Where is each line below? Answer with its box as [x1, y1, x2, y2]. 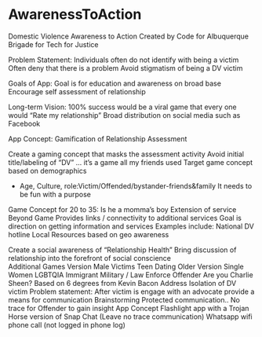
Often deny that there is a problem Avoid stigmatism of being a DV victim [8, 63, 243, 72]
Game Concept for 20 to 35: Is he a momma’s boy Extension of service [8, 204, 237, 214]
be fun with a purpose [19, 189, 92, 199]
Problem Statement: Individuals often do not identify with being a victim [8, 55, 239, 64]
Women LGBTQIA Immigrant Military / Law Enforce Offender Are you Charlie [8, 269, 253, 280]
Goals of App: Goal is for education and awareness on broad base [8, 79, 222, 88]
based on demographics [8, 166, 87, 175]
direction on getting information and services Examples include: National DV [8, 222, 255, 231]
